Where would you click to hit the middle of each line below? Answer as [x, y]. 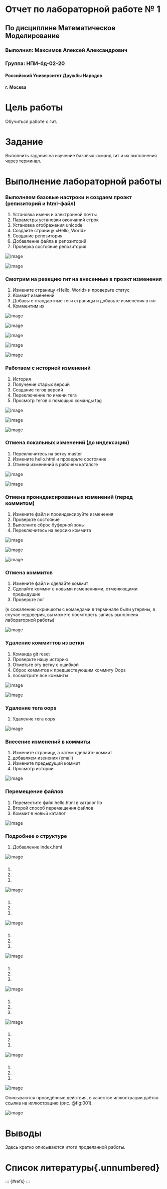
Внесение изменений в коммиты [48, 742]
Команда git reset [31, 654]
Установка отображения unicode [47, 225]
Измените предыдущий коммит [46, 763]
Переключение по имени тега [44, 395]
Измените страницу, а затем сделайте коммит [62, 753]
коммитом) [20, 503]
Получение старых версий [41, 384]
